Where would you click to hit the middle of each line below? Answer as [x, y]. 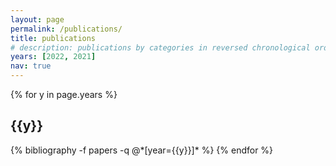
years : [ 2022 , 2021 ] [53, 57]
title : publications [53, 38]
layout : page [37, 19]
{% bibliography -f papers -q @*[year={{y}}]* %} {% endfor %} [142, 150]
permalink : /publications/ [66, 29]
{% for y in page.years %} [64, 94]
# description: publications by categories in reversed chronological [160, 47]
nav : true [31, 66]
